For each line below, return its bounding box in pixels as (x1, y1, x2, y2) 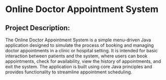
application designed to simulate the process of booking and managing (5, 42, 154, 48)
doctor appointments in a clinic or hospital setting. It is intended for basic (5, 48, 158, 53)
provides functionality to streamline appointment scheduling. (5, 69, 132, 75)
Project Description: (5, 24, 70, 32)
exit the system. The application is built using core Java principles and (5, 64, 152, 69)
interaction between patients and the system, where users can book (5, 53, 148, 59)
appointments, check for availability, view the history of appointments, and (5, 58, 161, 64)
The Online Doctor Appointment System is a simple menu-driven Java (5, 37, 151, 43)
